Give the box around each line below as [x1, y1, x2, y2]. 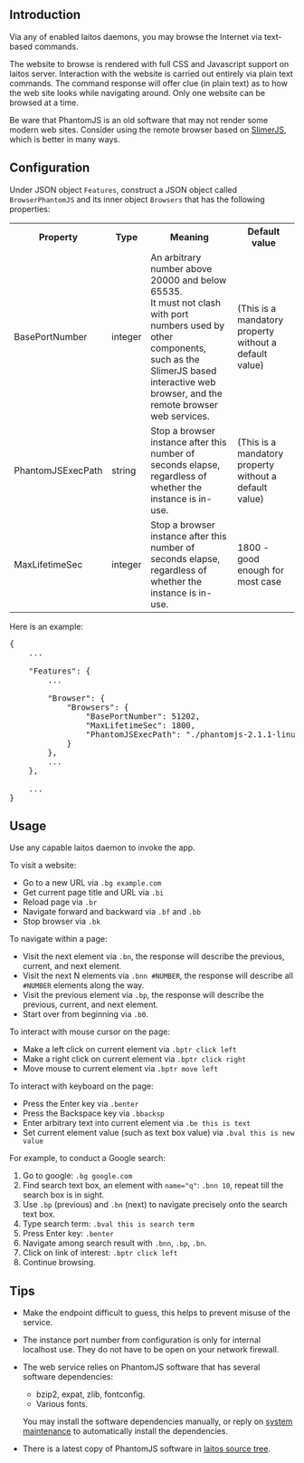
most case [236, 575, 282, 587]
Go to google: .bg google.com [22, 1170, 133, 1181]
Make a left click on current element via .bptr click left [22, 1044, 237, 1055]
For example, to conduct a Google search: [9, 1153, 166, 1164]
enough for [236, 564, 285, 576]
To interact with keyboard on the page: [9, 1080, 154, 1091]
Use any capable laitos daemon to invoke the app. [9, 842, 196, 853]
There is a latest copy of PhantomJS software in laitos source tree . [22, 1443, 271, 1454]
